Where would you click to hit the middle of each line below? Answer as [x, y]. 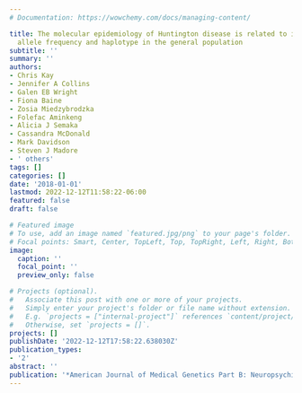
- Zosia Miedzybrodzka [52, 109]
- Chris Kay [31, 76]
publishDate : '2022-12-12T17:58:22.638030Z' [94, 342]
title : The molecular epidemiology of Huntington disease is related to [148, 34]
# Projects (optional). [54, 292]
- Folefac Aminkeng [46, 118]
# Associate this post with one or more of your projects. [126, 300]
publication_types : [46, 350]
